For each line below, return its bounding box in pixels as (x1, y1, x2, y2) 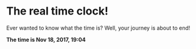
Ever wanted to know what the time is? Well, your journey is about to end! (6, 24, 191, 31)
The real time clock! (6, 4, 108, 18)
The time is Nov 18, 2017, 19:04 (6, 36, 86, 43)
